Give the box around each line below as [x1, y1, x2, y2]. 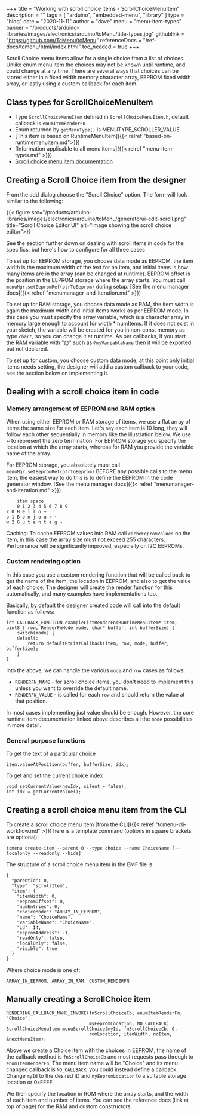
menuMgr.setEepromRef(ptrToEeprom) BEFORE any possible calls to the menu [6, 468, 192, 475]
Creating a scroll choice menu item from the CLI [6, 805, 187, 815]
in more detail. [6, 721, 42, 728]
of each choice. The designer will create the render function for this [6, 584, 173, 591]
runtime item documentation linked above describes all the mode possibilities [6, 715, 193, 722]
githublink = [155, 30, 185, 38]
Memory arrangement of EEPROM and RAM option [6, 404, 155, 413]
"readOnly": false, [17, 935, 66, 941]
